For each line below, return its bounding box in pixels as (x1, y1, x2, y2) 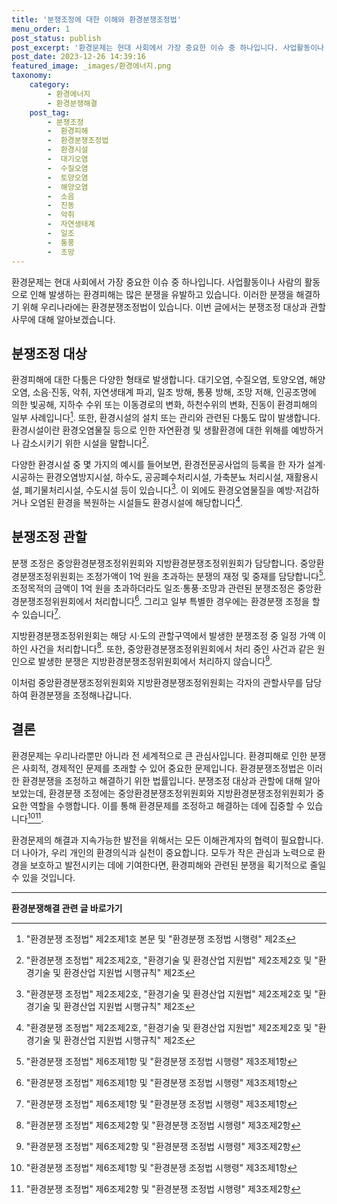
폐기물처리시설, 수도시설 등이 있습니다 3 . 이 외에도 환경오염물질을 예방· (24, 482, 296, 496)
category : (29, 80, 71, 90)
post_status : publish (11, 33, 102, 43)
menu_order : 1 (11, 24, 71, 34)
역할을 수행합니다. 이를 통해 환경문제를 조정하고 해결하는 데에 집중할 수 (29, 799, 305, 811)
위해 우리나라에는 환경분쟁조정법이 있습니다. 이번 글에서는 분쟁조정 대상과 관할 (21, 301, 327, 313)
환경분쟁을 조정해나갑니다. (29, 689, 133, 701)
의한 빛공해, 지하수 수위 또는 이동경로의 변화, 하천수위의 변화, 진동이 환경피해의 (11, 399, 318, 411)
